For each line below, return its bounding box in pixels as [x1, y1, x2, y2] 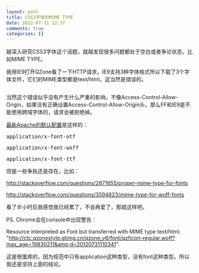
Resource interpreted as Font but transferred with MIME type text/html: [6, 228, 181, 235]
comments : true [6, 25, 44, 32]
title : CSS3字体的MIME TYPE [6, 14, 74, 20]
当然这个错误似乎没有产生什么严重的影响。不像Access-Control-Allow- [6, 94, 178, 101]
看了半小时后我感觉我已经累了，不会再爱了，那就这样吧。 [6, 204, 148, 211]
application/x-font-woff [6, 145, 79, 151]
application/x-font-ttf [6, 156, 76, 162]
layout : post [6, 8, 39, 15]
